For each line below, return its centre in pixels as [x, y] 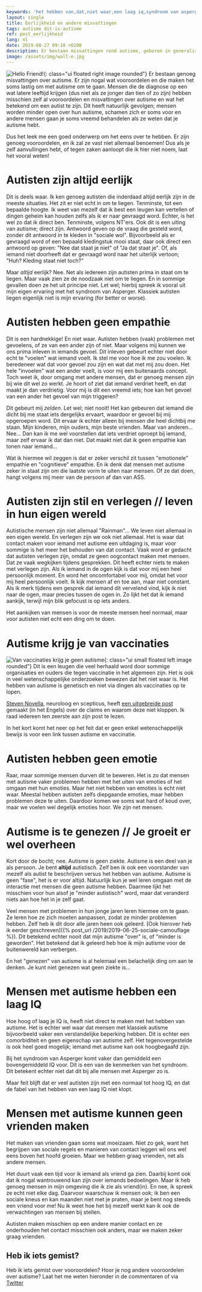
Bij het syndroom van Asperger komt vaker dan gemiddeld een [84, 1059]
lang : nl [17, 40]
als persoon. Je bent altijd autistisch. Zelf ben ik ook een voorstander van [98, 867]
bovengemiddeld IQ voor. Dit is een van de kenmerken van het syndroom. [97, 1065]
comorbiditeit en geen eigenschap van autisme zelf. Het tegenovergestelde [99, 1041]
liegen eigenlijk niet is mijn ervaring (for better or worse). [77, 298]
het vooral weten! [28, 155]
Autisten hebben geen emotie [82, 759]
